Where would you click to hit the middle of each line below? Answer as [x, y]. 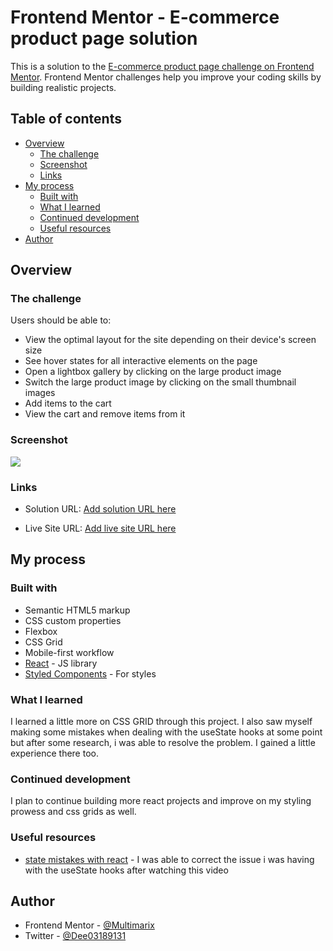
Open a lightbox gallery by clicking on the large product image [153, 372]
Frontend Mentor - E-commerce [145, 17]
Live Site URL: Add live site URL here [100, 528]
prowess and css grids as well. [73, 812]
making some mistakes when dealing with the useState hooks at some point [166, 732]
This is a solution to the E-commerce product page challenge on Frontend [162, 66]
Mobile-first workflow [69, 652]
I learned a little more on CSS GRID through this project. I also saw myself [161, 722]
